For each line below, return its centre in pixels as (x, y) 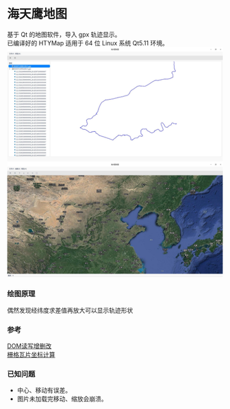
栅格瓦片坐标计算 (31, 355)
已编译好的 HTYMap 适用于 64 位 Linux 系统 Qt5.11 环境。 (88, 43)
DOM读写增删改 (29, 346)
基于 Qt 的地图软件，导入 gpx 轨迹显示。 (64, 34)
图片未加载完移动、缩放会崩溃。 (62, 399)
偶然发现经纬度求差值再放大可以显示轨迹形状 (70, 310)
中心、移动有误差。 (44, 390)
